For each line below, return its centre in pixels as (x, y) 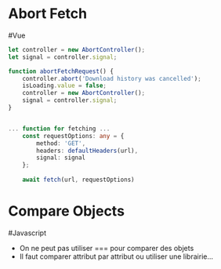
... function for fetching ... (59, 129)
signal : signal (61, 158)
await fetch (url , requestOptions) (78, 180)
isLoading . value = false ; (65, 86)
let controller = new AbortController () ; (77, 49)
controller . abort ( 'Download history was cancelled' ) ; (112, 78)
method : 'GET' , (61, 143)
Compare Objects (67, 211)
